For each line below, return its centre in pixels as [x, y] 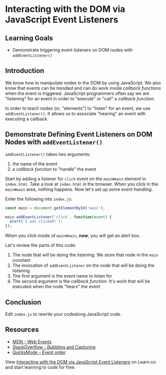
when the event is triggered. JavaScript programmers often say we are [77, 93]
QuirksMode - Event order [39, 352]
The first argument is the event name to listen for [62, 276]
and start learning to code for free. [40, 367]
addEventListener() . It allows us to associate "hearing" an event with [76, 113]
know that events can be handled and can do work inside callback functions [83, 88]
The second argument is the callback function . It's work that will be [81, 281]
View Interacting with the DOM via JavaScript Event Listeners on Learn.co [81, 362]
